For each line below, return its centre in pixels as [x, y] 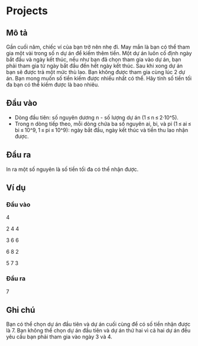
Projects [27, 11]
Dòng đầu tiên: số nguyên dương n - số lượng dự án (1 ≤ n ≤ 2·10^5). [97, 117]
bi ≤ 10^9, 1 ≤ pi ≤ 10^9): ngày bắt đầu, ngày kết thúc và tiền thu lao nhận [101, 130]
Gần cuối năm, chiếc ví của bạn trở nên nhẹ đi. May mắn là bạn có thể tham [98, 47]
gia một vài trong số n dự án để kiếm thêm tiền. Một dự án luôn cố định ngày [99, 53]
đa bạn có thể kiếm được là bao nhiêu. [53, 85]
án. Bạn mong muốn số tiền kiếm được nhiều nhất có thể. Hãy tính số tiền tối [99, 78]
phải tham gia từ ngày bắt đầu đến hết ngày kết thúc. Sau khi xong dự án [95, 66]
